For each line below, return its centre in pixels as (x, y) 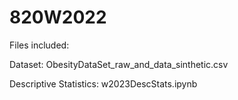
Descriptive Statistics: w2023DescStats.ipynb (103, 83)
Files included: (39, 45)
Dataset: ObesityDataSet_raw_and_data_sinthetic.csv (119, 64)
